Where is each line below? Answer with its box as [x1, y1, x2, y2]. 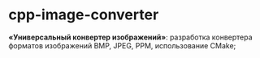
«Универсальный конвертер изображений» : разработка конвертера [8, 32, 253, 42]
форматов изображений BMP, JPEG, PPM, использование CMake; [8, 40, 236, 50]
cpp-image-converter [8, 6, 159, 24]
